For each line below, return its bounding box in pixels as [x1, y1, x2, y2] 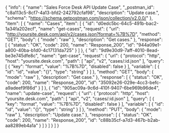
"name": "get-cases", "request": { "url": [38, 26, 120, 32]
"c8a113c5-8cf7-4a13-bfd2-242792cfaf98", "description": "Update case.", [5, 10, 159, 16]
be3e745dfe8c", [5, 53, 39, 59]
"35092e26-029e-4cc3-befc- [98, 79, 161, 85]
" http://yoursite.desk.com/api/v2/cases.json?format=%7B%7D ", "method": [5, 31, 161, 37]
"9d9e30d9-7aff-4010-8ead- [98, 48, 159, 53]
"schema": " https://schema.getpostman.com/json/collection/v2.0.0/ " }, [5, 15, 153, 21]
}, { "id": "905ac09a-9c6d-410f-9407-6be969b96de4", [44, 85, 160, 91]
